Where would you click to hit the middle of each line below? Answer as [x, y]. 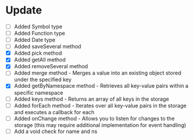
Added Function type [39, 33]
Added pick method [38, 53]
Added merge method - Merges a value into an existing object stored [98, 73]
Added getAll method [40, 60]
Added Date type [35, 40]
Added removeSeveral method [51, 66]
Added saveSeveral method [48, 46]
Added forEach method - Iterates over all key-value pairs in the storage [100, 105]
